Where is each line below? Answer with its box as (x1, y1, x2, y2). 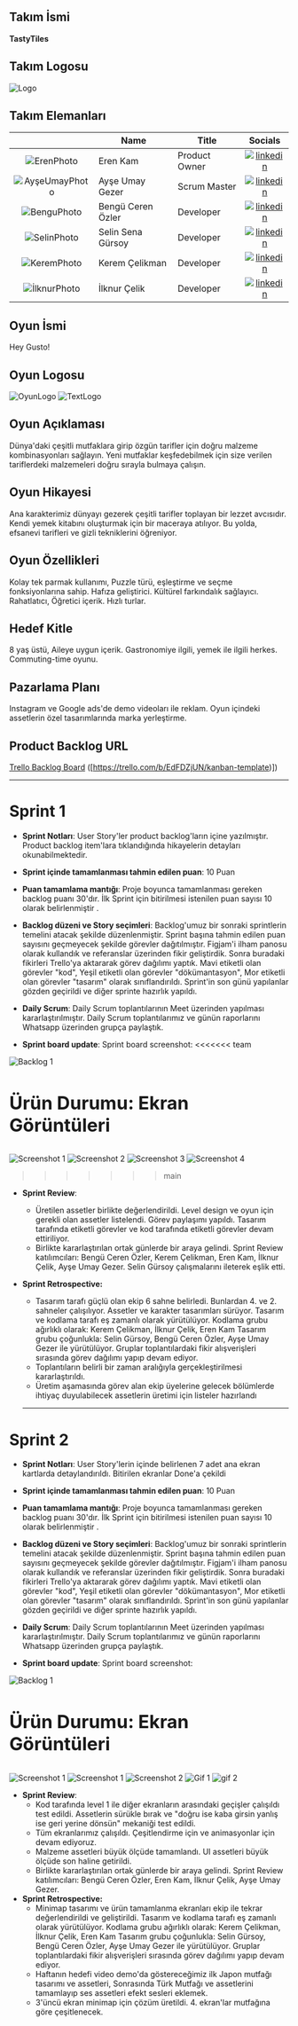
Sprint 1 (9, 801, 67, 821)
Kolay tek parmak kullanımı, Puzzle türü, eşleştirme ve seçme (9, 577, 233, 587)
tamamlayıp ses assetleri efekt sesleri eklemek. (35, 1988, 208, 1999)
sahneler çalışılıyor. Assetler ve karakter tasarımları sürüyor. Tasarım (35, 1306, 285, 1316)
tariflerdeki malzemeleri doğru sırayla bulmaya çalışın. (9, 459, 207, 469)
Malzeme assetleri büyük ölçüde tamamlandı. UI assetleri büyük (35, 1847, 269, 1857)
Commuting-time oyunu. (9, 654, 98, 664)
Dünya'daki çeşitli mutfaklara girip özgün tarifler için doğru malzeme (9, 440, 259, 451)
